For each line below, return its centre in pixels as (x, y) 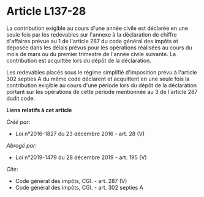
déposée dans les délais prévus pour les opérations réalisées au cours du (99, 48)
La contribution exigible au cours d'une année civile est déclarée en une (97, 28)
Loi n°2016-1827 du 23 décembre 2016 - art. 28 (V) (80, 134)
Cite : (12, 169)
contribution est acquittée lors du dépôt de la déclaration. (79, 60)
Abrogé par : (21, 145)
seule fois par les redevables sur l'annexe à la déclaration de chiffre (92, 34)
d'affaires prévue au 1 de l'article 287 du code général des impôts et (93, 41)
